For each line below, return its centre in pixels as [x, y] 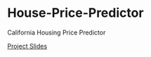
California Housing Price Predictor [57, 32]
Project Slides [27, 46]
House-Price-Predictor [75, 13]
